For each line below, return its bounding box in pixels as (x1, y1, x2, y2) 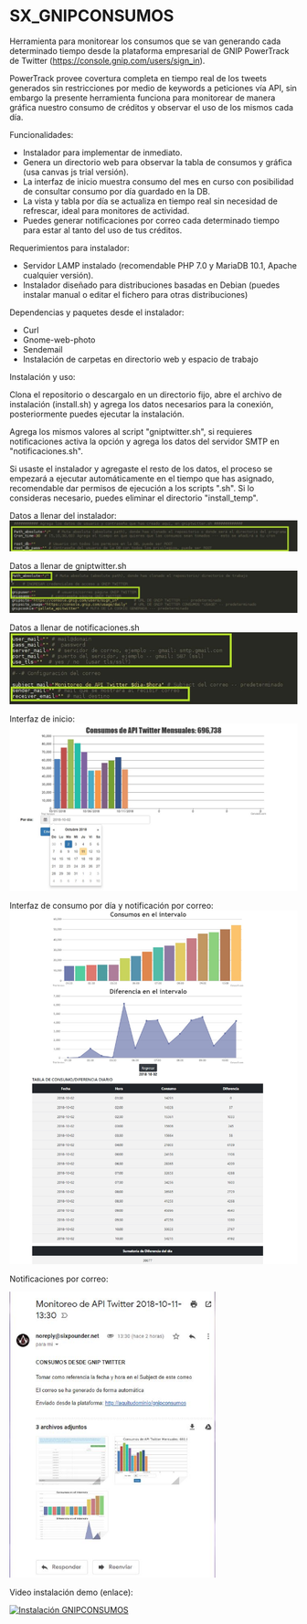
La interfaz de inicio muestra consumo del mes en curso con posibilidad (22, 175, 294, 187)
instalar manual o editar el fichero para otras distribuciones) (22, 289, 249, 300)
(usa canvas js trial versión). (22, 166, 130, 177)
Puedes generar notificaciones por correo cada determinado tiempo (22, 215, 281, 226)
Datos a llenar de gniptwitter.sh (9, 561, 127, 572)
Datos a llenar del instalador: (9, 510, 117, 521)
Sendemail (22, 343, 63, 354)
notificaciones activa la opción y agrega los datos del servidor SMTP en (9, 436, 281, 447)
